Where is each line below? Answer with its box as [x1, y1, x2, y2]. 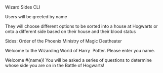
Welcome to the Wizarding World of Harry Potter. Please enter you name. [5, 48, 155, 53]
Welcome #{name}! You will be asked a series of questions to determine [5, 57, 152, 63]
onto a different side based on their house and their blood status [5, 29, 136, 34]
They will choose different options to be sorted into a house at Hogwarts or [5, 23, 158, 29]
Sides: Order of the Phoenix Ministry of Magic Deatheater [5, 38, 122, 44]
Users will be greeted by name [5, 14, 68, 19]
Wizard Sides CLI [5, 4, 41, 10]
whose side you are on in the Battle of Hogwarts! [5, 63, 105, 68]
